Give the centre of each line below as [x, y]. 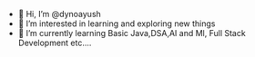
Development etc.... [55, 43]
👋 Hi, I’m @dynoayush [60, 14]
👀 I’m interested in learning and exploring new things [117, 24]
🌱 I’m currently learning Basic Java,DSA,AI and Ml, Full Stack [132, 33]
